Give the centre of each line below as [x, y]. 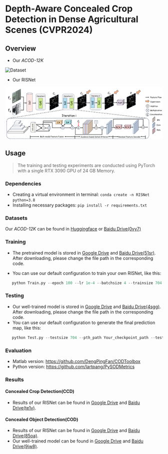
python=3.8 [24, 200]
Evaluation [18, 350]
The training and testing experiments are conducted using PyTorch [86, 165]
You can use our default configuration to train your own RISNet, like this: [87, 273]
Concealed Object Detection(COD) [42, 419]
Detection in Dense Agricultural [72, 19]
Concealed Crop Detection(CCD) [40, 391]
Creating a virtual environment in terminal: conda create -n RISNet [81, 194]
